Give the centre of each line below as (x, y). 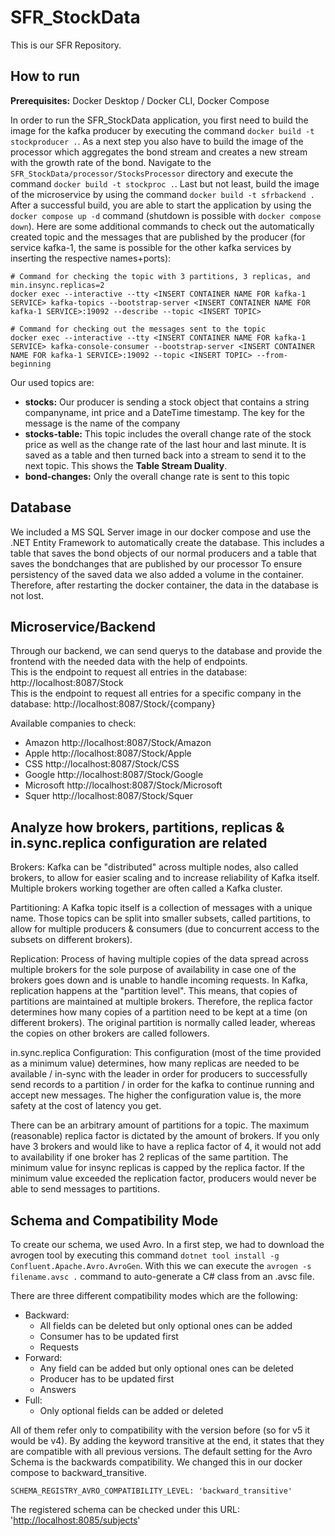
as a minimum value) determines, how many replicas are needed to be (155, 1063)
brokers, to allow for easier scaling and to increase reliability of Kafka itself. (165, 878)
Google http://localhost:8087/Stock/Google (114, 775)
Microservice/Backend (83, 626)
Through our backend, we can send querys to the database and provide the (166, 651)
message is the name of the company (102, 423)
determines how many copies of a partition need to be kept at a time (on (159, 1012)
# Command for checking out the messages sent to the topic (138, 329)
